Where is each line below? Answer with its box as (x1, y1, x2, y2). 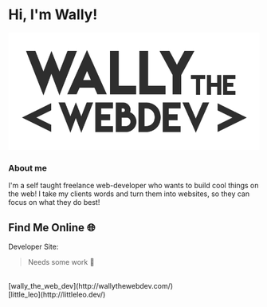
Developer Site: (8, 242, 59, 252)
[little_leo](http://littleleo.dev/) (8, 289, 106, 300)
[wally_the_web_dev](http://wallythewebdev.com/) (8, 281, 174, 291)
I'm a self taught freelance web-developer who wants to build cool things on (8, 181, 259, 191)
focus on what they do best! (8, 198, 100, 207)
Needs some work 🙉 (27, 258, 95, 267)
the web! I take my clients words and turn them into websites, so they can (8, 189, 250, 199)
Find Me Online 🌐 (8, 221, 96, 234)
